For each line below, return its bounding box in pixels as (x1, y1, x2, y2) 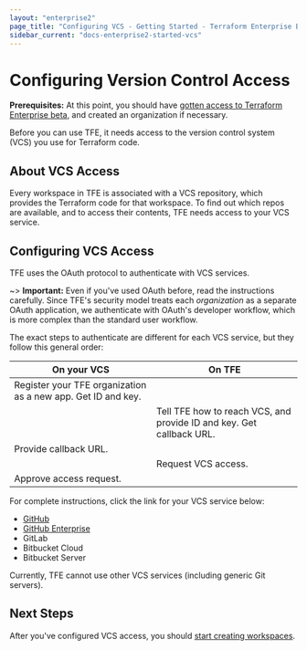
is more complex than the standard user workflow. (9, 314, 198, 325)
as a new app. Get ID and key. (14, 390, 142, 403)
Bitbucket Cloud (22, 542, 84, 553)
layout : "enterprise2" (9, 13, 96, 23)
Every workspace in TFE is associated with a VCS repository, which (9, 188, 263, 199)
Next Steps (9, 606, 74, 622)
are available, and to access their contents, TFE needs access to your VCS (9, 207, 290, 218)
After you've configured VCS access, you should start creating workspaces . (9, 630, 295, 641)
